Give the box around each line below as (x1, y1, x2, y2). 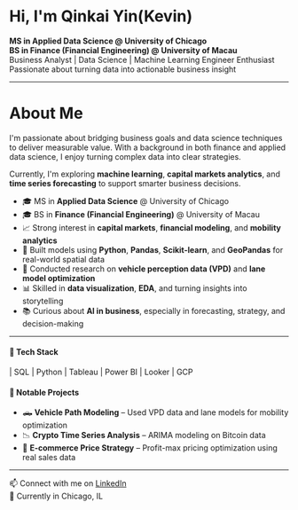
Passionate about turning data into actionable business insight (9, 64, 237, 75)
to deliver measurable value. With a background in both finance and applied (9, 142, 286, 153)
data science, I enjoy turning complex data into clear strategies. (9, 151, 241, 161)
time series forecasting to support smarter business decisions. (9, 177, 241, 188)
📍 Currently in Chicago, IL (9, 490, 104, 502)
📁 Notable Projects (9, 387, 80, 397)
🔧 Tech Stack (9, 347, 59, 357)
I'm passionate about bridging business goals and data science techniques (9, 132, 283, 143)
